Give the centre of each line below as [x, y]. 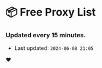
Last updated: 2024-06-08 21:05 [54, 48]
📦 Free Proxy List [51, 12]
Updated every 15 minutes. [46, 36]
